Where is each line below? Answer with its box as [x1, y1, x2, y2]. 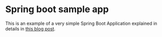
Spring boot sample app [5, 4, 109, 15]
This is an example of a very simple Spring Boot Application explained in [5, 20, 157, 26]
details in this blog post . [5, 25, 56, 31]
